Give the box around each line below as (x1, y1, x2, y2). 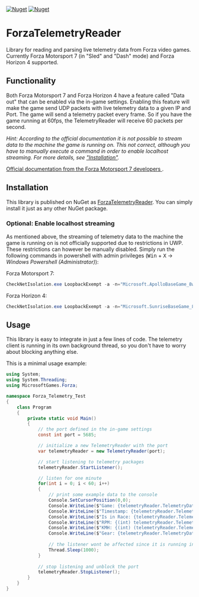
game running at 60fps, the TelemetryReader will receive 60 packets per (6, 117, 184, 124)
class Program (17, 404, 52, 410)
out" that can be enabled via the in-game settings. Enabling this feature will (6, 98, 190, 105)
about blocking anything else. (6, 348, 79, 356)
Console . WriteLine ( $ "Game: (48, 502, 115, 508)
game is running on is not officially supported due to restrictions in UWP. (6, 239, 184, 246)
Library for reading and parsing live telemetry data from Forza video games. (6, 46, 191, 53)
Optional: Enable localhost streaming (6, 219, 115, 228)
